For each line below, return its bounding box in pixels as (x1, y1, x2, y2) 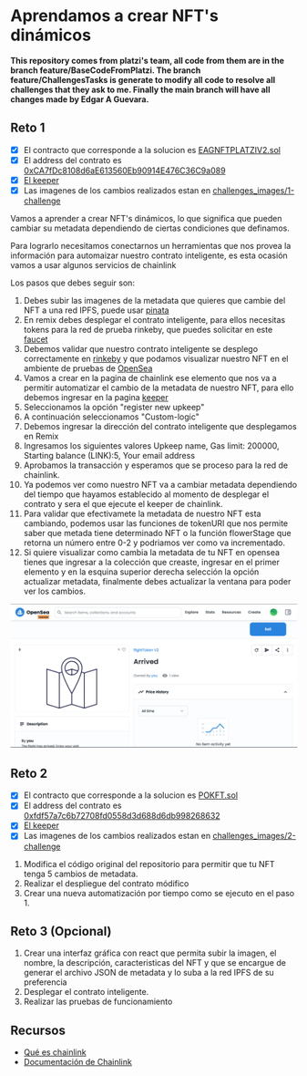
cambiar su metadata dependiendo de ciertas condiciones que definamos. (10, 222, 290, 233)
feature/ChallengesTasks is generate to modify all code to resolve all (10, 74, 276, 85)
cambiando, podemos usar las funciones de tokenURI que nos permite (23, 518, 289, 529)
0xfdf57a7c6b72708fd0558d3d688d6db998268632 (23, 811, 221, 822)
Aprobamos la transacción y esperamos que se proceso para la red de (23, 460, 289, 471)
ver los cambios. (23, 585, 86, 596)
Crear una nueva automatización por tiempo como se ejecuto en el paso (23, 887, 295, 898)
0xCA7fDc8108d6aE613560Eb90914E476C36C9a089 (23, 165, 226, 176)
